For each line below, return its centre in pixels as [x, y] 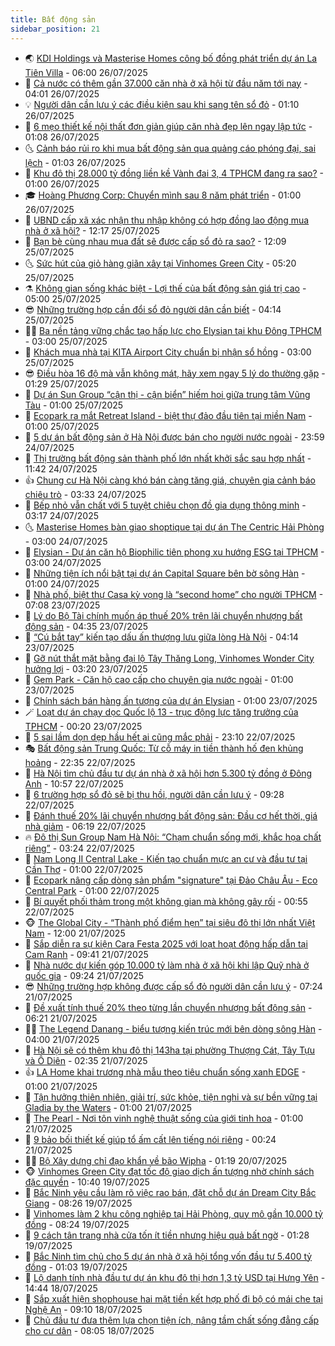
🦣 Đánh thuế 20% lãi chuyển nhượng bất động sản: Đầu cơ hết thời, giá [171, 815]
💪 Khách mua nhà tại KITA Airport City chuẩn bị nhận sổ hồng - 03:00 [168, 352]
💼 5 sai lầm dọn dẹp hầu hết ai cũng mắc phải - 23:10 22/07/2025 [160, 737]
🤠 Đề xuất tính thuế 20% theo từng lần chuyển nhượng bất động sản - [168, 1007]
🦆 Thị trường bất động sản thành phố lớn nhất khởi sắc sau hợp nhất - [168, 458]
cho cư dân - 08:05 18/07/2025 [89, 1330]
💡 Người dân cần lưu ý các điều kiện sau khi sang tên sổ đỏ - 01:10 [162, 104]
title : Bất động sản [53, 19]
